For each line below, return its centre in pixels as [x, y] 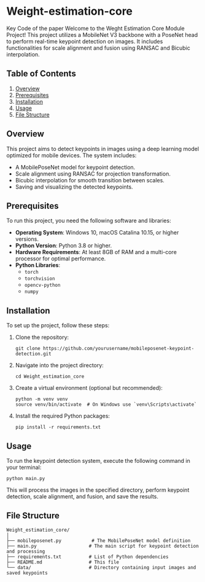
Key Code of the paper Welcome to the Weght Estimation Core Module [96, 28]
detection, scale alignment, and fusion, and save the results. [82, 496]
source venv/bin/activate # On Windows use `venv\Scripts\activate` [106, 405]
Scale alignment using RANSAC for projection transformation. [93, 174]
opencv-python [42, 285]
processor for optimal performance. [60, 258]
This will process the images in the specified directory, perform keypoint [98, 490]
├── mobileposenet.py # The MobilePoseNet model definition [99, 541]
